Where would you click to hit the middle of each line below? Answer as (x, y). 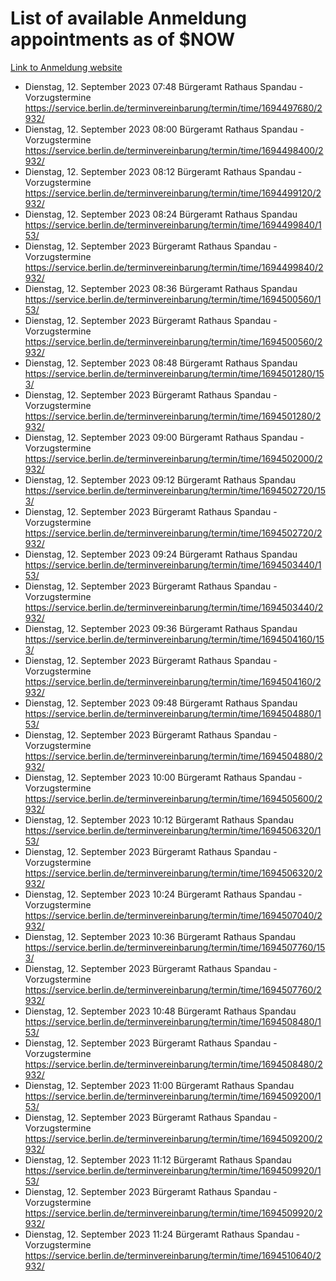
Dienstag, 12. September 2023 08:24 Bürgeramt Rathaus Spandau (161, 214)
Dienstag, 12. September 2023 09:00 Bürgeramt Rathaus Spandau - (164, 437)
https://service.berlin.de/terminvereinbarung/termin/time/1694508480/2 (173, 1064)
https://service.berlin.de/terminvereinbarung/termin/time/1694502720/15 (175, 490)
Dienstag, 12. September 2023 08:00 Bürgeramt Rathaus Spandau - (164, 129)
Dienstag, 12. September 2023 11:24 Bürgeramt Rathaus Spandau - (162, 1234)
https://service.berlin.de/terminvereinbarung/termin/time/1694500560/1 (173, 299)
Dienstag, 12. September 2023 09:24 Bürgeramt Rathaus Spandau (161, 554)
